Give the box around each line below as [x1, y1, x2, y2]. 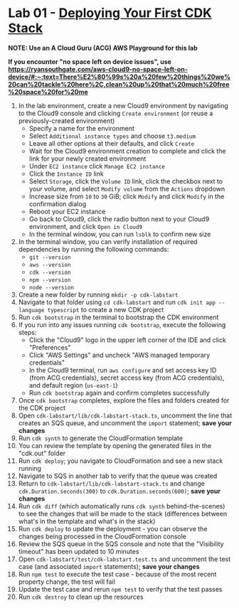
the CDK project [18, 403, 66, 412]
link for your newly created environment [28, 154, 147, 163]
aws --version [28, 261, 71, 268]
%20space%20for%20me [8, 87, 88, 96]
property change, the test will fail [18, 577, 116, 586]
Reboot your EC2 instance [28, 207, 106, 215]
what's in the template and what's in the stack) [18, 517, 156, 526]
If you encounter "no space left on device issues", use [8, 57, 171, 65]
